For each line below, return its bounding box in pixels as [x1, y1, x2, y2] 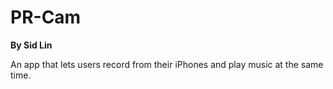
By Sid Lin [10, 39, 53, 51]
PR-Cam [10, 6, 82, 29]
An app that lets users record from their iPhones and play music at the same [10, 58, 324, 70]
